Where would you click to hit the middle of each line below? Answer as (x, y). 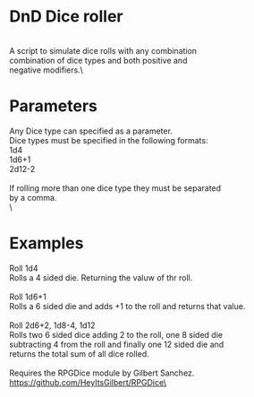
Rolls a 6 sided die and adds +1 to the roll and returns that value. (127, 306)
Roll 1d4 (24, 268)
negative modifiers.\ (46, 70)
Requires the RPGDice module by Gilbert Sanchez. (102, 373)
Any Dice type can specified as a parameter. (91, 131)
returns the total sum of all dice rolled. (79, 354)
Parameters (54, 106)
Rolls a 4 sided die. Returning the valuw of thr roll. (101, 277)
